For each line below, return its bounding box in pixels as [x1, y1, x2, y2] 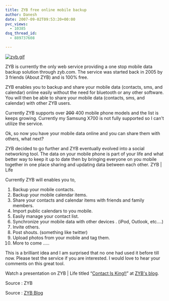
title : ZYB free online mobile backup [5, 7, 87, 13]
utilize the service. [5, 121, 44, 127]
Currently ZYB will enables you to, [5, 176, 76, 183]
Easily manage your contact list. [12, 213, 79, 219]
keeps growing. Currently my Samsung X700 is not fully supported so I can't [5, 115, 164, 121]
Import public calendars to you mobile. [12, 208, 93, 214]
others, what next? [5, 136, 44, 142]
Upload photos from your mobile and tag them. [12, 234, 110, 240]
